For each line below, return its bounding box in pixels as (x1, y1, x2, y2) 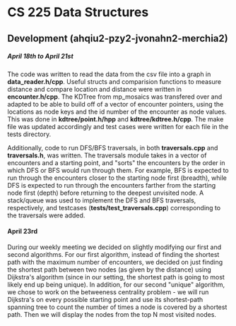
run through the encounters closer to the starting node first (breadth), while (7, 174, 228, 182)
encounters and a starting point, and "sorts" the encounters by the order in (7, 158, 225, 167)
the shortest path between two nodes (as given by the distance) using (7, 265, 212, 274)
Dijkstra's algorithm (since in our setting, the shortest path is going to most (7, 272, 225, 281)
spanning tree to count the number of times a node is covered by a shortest (7, 303, 228, 311)
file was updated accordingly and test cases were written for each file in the (7, 122, 229, 131)
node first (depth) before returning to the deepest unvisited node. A (7, 188, 204, 197)
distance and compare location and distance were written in (7, 85, 182, 93)
